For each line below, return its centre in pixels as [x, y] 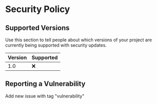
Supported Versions [37, 28]
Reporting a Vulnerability [45, 84]
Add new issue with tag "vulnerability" [45, 96]
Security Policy [38, 9]
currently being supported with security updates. [56, 45]
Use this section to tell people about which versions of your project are [78, 40]
